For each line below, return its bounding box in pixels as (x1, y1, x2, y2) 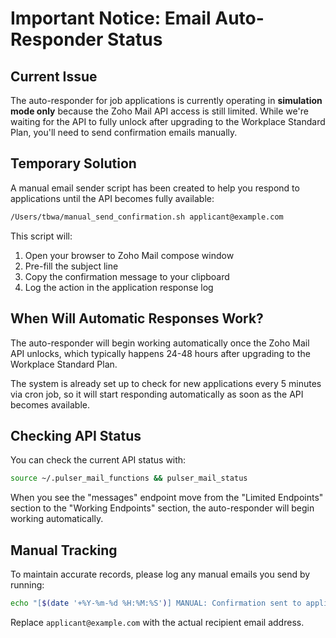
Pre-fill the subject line (24, 260, 119, 272)
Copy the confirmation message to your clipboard (24, 270, 230, 282)
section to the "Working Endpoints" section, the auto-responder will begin (10, 502, 315, 514)
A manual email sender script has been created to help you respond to (10, 182, 300, 194)
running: (10, 579, 45, 591)
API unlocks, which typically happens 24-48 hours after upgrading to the (10, 347, 311, 359)
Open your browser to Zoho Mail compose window (24, 249, 235, 261)
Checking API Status (10, 427, 142, 444)
